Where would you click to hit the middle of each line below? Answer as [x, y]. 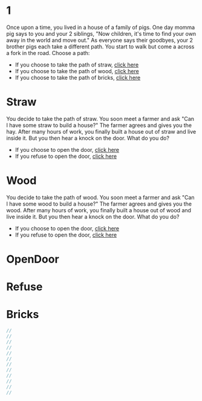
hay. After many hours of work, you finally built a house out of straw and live [101, 131]
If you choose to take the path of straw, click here [77, 65]
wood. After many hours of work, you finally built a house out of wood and [99, 210]
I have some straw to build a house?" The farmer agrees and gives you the [99, 125]
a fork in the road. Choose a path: [48, 53]
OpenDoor [33, 259]
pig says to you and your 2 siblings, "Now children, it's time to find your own [101, 33]
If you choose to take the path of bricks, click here [78, 77]
